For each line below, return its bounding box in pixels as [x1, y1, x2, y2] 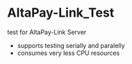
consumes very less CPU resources [17, 49, 120, 57]
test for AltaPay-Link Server [7, 28, 87, 36]
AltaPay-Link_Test [7, 5, 115, 21]
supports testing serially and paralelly [17, 41, 125, 49]
